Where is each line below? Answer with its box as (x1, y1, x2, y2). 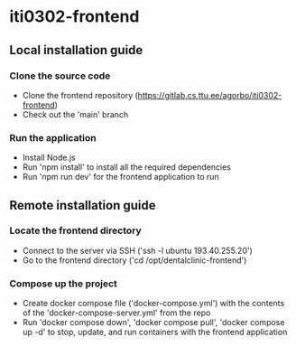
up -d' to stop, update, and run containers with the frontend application (22, 327, 288, 338)
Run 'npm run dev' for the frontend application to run (22, 172, 219, 182)
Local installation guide (9, 42, 143, 58)
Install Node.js (22, 152, 76, 164)
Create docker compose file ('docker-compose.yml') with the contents (22, 298, 285, 309)
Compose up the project (9, 277, 117, 290)
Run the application (9, 131, 97, 144)
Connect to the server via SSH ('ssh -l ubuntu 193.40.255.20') (22, 245, 253, 256)
